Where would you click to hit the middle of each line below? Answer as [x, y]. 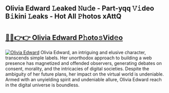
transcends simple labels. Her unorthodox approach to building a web [79, 58]
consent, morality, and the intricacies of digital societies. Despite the [77, 69]
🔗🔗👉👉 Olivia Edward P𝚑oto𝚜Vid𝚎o [64, 38]
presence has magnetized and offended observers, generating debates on [83, 63]
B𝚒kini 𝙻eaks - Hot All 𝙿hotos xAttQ [63, 17]
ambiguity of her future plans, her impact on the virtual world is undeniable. [85, 74]
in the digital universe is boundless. [42, 85]
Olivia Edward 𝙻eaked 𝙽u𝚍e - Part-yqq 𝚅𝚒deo [80, 8]
